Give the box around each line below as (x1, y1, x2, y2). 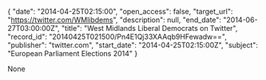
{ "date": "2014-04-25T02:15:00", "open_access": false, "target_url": (7, 7, 233, 16)
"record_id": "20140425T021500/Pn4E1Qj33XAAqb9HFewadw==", (7, 32, 227, 41)
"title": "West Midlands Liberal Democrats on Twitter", (62, 24, 238, 32)
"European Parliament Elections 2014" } (7, 49, 138, 58)
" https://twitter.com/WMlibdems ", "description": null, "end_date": (7, 15, 221, 25)
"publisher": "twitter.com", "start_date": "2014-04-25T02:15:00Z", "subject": (7, 40, 259, 50)
